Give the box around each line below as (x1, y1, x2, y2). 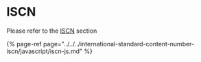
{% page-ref (6, 40, 42, 48)
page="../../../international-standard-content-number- (43, 40, 195, 48)
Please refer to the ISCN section (6, 27, 97, 35)
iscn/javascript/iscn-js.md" (6, 47, 83, 55)
